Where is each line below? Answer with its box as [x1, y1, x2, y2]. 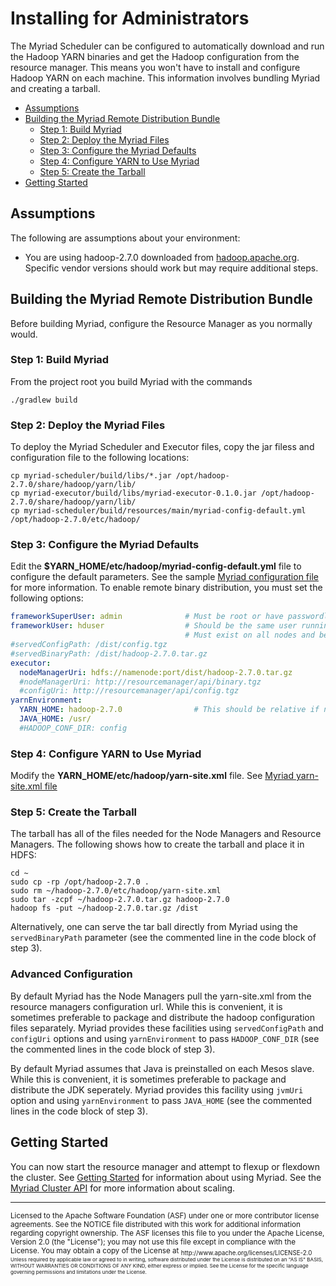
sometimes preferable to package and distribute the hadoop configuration [10, 1011, 316, 1023]
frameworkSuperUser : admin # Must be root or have [10, 612, 284, 622]
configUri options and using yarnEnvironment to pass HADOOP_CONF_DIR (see [10, 1032, 320, 1044]
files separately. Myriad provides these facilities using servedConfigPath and [10, 1022, 324, 1034]
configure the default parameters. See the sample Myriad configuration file [10, 571, 319, 583]
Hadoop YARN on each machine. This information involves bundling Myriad [10, 72, 321, 84]
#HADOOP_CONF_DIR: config [19, 723, 128, 733]
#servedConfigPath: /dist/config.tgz [10, 640, 168, 650]
